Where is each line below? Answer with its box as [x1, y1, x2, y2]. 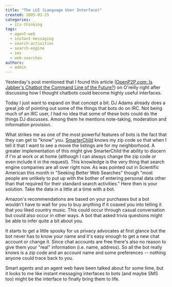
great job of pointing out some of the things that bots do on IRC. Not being [5, 105, 163, 111]
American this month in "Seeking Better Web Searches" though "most [5, 170, 153, 176]
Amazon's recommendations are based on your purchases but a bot [5, 196, 149, 202]
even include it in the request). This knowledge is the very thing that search [5, 159, 165, 165]
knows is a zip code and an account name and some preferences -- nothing [5, 250, 166, 256]
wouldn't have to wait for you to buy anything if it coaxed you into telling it [5, 201, 162, 208]
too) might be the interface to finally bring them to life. [5, 276, 120, 282]
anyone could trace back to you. [5, 255, 73, 261]
